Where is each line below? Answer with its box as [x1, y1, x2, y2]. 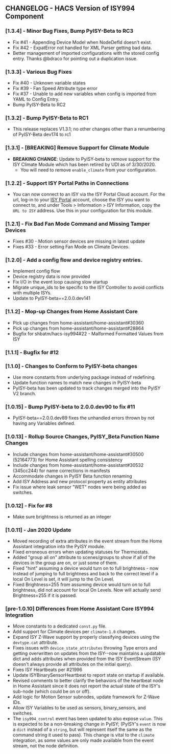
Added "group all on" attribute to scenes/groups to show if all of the [12, 554, 156, 561]
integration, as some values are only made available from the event [12, 737, 154, 744]
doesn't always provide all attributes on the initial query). [12, 661, 132, 667]
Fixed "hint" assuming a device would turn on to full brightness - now [12, 565, 159, 571]
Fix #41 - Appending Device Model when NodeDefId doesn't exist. [12, 39, 152, 45]
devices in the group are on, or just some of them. [12, 560, 118, 566]
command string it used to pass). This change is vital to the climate [12, 732, 155, 738]
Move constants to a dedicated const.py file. [12, 623, 107, 629]
